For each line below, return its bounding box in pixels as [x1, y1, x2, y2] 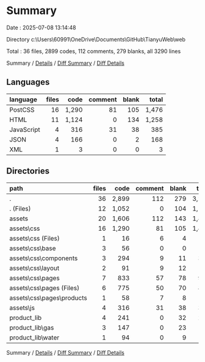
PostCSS [9, 105, 35, 114]
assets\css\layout [9, 264, 60, 272]
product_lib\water [9, 333, 60, 342]
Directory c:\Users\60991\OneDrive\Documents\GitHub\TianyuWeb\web [6, 35, 186, 43]
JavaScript [9, 125, 41, 134]
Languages [6, 77, 50, 87]
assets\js [9, 303, 35, 312]
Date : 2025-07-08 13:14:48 [6, 24, 76, 31]
